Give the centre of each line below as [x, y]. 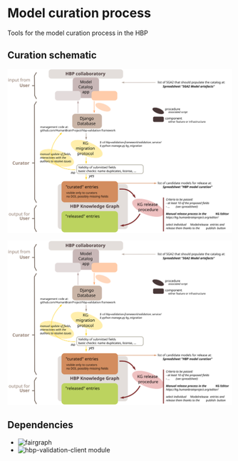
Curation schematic [52, 55]
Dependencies [40, 425]
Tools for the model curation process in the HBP [78, 33]
